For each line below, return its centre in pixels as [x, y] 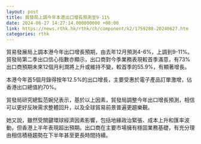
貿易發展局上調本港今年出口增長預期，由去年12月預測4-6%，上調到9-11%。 [100, 52]
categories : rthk [28, 34]
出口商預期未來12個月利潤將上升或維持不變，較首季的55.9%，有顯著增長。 [98, 67]
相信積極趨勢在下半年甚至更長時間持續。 [61, 135]
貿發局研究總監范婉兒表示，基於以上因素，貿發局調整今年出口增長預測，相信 [100, 100]
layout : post [22, 12]
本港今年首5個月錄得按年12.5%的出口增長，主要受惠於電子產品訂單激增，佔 [99, 80]
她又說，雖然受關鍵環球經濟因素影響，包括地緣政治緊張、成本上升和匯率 [95, 120]
